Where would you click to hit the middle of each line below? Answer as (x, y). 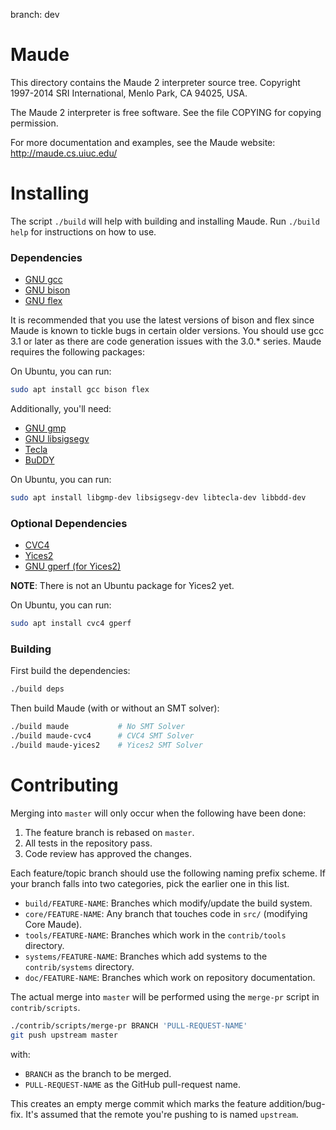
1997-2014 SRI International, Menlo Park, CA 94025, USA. (129, 93)
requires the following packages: (77, 352)
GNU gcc (43, 280)
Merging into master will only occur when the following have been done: (158, 813)
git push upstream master (64, 1035)
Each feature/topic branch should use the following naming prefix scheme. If (168, 873)
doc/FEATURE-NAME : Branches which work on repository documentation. (170, 977)
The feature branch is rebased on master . (109, 832)
